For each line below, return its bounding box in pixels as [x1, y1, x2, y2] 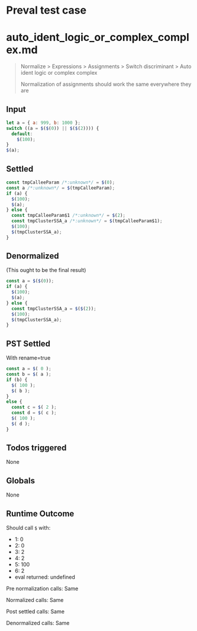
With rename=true [6, 354, 51, 361]
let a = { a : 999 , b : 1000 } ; [6, 120, 81, 126]
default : [11, 131, 33, 137]
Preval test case [6, 4, 87, 17]
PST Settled [6, 338, 51, 348]
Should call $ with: [6, 524, 51, 531]
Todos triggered [6, 443, 67, 453]
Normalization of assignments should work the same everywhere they [20, 81, 192, 88]
